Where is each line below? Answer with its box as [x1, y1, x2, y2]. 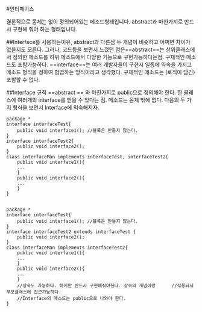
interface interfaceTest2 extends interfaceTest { [6, 229, 136, 235]
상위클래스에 [165, 46, 195, 53]
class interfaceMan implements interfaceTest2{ [6, 245, 128, 251]
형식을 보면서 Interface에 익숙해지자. [12, 104, 99, 111]
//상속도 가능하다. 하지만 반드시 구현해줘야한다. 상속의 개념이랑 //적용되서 [17, 282, 194, 289]
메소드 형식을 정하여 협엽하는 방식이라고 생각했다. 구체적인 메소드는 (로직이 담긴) [6, 69, 195, 75]
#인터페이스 [6, 5, 34, 12]
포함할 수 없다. [6, 76, 40, 83]
